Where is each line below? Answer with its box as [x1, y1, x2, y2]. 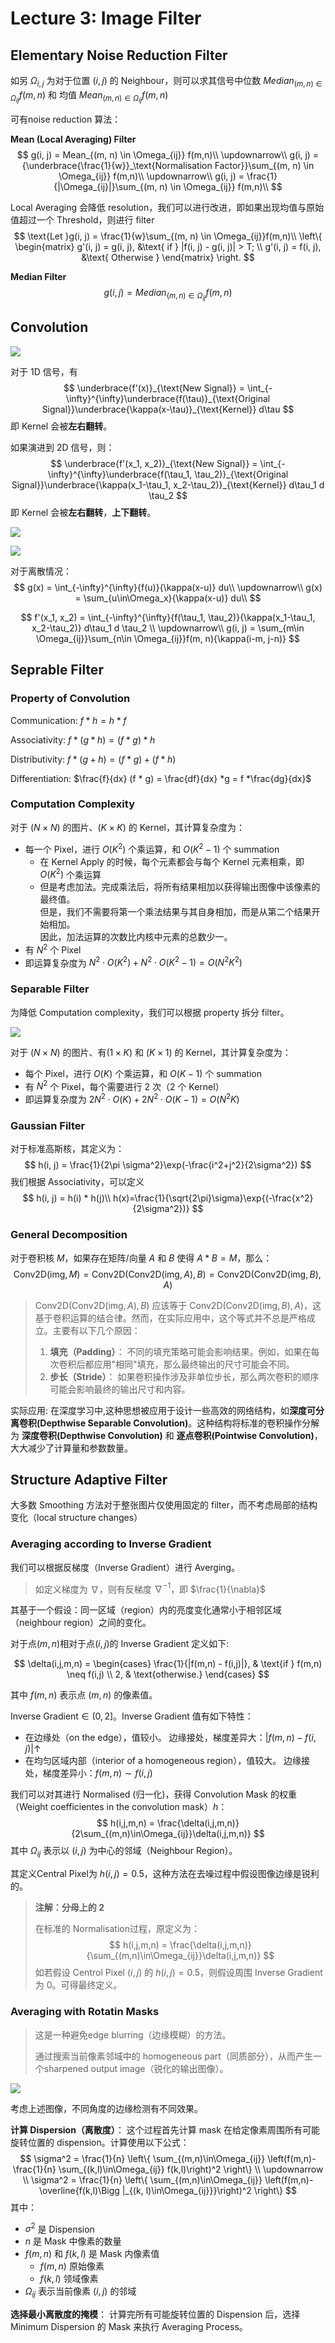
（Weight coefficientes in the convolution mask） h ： [10, 1801, 228, 1813]
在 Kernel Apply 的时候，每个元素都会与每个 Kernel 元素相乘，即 [39, 855, 305, 867]
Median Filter [10, 270, 67, 282]
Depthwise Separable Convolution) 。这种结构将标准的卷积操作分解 [39, 1417, 320, 1429]
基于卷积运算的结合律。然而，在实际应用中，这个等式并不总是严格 [34, 1312, 307, 1324]
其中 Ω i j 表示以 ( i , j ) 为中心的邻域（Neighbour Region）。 [10, 1845, 238, 1859]
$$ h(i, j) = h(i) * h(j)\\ [22, 1192, 112, 1204]
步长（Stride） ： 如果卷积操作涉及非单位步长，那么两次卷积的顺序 [49, 1370, 320, 1382]
